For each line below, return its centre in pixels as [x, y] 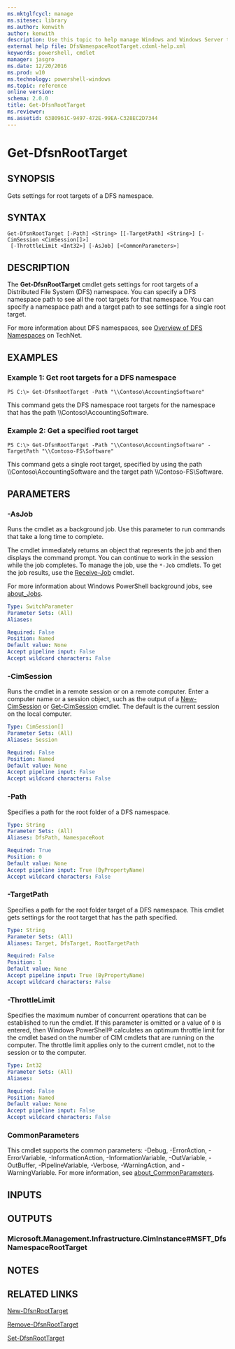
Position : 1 [24, 962]
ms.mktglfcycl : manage [40, 14]
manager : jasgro [31, 60]
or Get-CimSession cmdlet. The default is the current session [131, 707]
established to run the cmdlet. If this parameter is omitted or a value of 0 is [114, 1023]
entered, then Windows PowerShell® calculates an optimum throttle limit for [116, 1030]
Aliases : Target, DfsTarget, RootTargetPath [73, 943]
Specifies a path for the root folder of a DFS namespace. [88, 812]
